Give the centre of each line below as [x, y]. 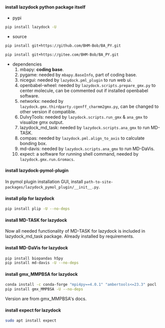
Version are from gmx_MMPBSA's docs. [46, 299]
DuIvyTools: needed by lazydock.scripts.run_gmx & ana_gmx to [84, 117]
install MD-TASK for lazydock [36, 220]
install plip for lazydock [30, 198]
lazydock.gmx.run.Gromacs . [47, 159]
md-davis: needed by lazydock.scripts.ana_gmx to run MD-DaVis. [87, 149]
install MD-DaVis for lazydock [37, 247]
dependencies [27, 64]
